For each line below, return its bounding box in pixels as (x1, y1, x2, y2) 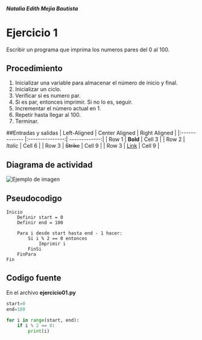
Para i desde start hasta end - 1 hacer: (17, 230, 122, 236)
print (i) (28, 329, 50, 335)
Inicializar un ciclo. (14, 86, 62, 93)
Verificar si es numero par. (14, 92, 81, 99)
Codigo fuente (6, 273, 62, 283)
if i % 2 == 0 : (17, 323, 55, 329)
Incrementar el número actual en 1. (14, 105, 101, 112)
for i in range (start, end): (6, 317, 80, 323)
